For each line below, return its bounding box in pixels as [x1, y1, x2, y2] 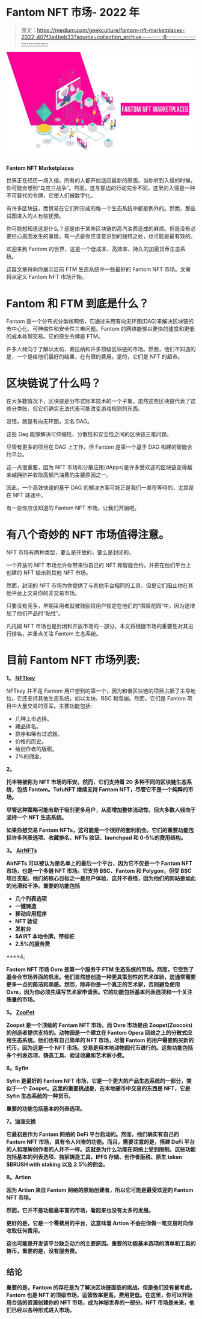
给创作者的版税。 [14, 745, 58, 753]
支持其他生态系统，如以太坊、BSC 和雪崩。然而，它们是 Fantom [26, 695, 186, 702]
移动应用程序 [14, 910, 47, 917]
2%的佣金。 [14, 753, 45, 760]
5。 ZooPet [6, 1009, 35, 1016]
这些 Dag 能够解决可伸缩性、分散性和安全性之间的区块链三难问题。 [6, 431, 173, 438]
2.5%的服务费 [14, 940, 50, 947]
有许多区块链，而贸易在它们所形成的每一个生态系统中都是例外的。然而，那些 [6, 205, 196, 212]
